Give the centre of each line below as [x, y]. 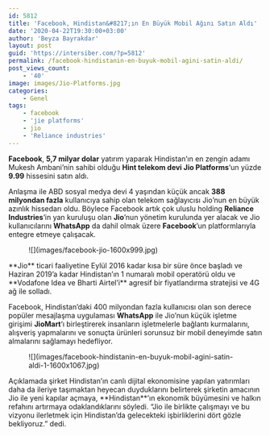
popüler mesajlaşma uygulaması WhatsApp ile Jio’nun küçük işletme [123, 315]
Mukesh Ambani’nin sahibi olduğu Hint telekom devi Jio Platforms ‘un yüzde [135, 167]
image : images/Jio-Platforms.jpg [64, 83]
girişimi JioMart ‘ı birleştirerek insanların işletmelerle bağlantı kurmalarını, [129, 324]
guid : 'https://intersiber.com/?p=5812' [77, 53]
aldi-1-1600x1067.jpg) [64, 365]
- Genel [35, 98]
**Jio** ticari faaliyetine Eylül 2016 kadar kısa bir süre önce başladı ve [126, 265]
